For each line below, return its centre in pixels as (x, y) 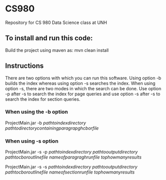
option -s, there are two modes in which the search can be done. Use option (83, 88)
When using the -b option (37, 112)
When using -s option (32, 141)
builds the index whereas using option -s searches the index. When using (80, 83)
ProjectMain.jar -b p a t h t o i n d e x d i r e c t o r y (45, 123)
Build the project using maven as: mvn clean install (57, 50)
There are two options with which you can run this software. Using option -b (83, 78)
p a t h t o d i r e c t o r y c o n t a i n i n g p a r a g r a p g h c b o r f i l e (52, 128)
